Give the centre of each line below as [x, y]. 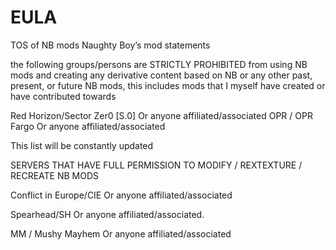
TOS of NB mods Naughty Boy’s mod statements [110, 45]
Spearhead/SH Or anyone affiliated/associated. [107, 214]
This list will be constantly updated [82, 145]
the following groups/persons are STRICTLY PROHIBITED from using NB [159, 64]
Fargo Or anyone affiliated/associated [88, 126]
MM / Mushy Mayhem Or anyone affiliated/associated [121, 233]
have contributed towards [63, 96]
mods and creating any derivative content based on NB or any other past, [161, 75]
